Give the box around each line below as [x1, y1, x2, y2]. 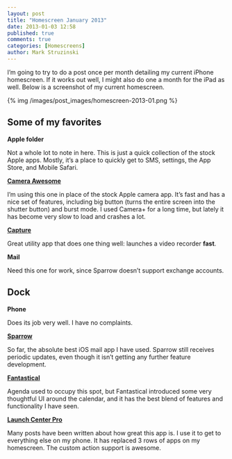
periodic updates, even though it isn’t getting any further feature [7, 353, 191, 361]
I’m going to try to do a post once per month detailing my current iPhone [7, 67, 214, 76]
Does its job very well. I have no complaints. [7, 318, 133, 327]
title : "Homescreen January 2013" [7, 17, 108, 24]
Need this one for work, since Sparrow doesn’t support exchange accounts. [7, 266, 224, 275]
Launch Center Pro [7, 415, 63, 424]
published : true [7, 29, 54, 37]
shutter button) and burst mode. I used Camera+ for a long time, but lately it [7, 204, 224, 213]
